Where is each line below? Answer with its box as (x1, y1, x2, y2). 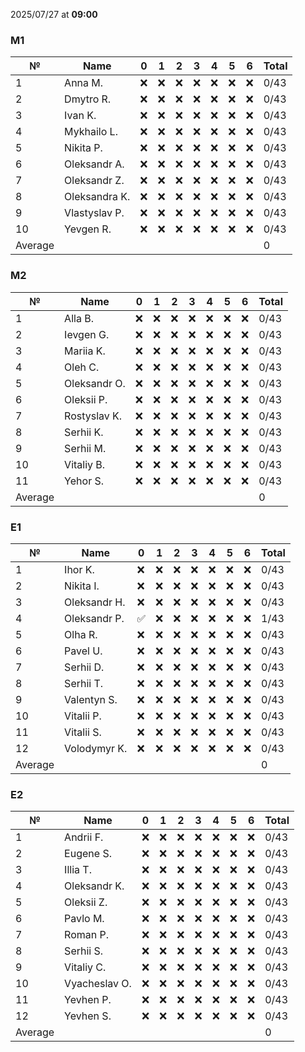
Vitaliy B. (64, 457, 106, 471)
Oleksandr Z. (64, 174, 125, 188)
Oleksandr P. (64, 611, 125, 625)
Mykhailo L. (64, 125, 118, 139)
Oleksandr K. (64, 879, 125, 893)
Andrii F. (64, 830, 104, 844)
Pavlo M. (64, 912, 105, 926)
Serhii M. (64, 441, 107, 455)
